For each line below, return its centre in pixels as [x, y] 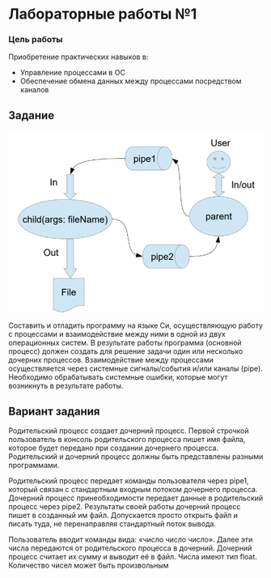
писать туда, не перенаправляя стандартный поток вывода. [112, 524]
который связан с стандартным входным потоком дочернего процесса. [133, 490]
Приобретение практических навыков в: [78, 57]
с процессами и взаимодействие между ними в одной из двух [117, 334]
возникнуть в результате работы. [66, 386]
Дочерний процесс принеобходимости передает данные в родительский [136, 498]
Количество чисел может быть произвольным [89, 565]
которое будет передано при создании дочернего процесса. [114, 448]
